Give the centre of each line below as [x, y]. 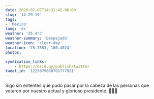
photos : [13, 52]
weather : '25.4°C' [25, 34]
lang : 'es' [17, 29]
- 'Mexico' [17, 24]
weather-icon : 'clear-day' [34, 43]
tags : [11, 19]
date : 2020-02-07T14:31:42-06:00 [41, 10]
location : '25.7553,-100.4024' [38, 48]
